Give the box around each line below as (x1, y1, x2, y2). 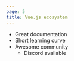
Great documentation (14, 30, 67, 37)
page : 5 (6, 8, 26, 15)
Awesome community (14, 43, 69, 50)
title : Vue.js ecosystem (6, 14, 68, 20)
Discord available (23, 49, 67, 56)
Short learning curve (14, 37, 66, 44)
